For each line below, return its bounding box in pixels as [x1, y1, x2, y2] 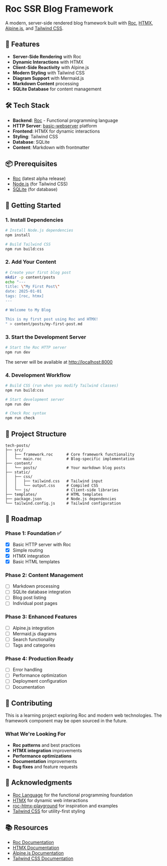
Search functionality [12, 636, 55, 643]
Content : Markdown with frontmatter [12, 144, 90, 150]
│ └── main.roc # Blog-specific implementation [5, 457, 135, 462]
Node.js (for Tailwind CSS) [12, 181, 68, 187]
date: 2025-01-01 [5, 289, 42, 294]
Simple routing [12, 547, 44, 553]
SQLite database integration [12, 589, 71, 595]
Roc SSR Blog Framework [5, 3, 114, 15]
